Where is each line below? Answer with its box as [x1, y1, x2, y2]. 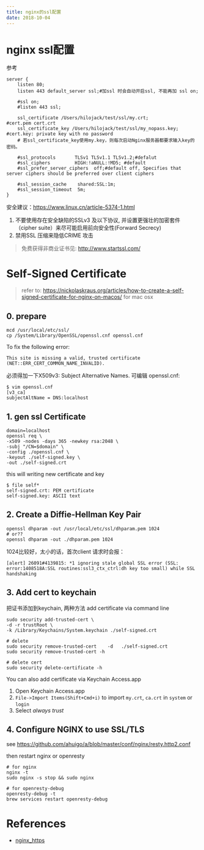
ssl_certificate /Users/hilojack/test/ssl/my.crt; [17, 115, 149, 121]
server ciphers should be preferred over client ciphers [6, 170, 155, 177]
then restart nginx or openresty [6, 752, 85, 760]
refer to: [21, 287, 42, 294]
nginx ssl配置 [6, 43, 75, 57]
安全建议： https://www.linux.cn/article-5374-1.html [6, 203, 136, 211]
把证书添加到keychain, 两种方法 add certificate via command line [6, 604, 170, 612]
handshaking [6, 571, 37, 577]
